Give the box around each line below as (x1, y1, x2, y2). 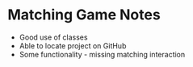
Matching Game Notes (7, 6, 161, 24)
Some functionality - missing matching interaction (19, 49, 186, 59)
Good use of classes (19, 32, 88, 42)
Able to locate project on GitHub (19, 40, 127, 50)
